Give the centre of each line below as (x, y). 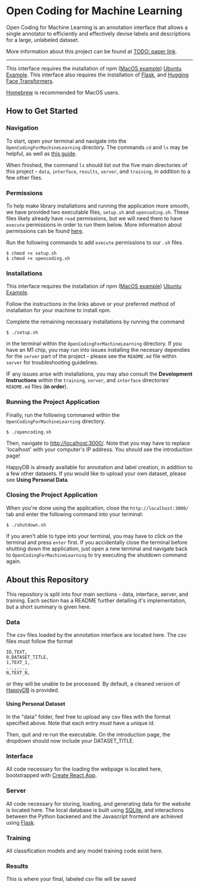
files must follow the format (39, 641)
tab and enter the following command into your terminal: (75, 514)
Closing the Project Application (52, 495)
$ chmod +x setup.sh (32, 253)
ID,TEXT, (17, 652)
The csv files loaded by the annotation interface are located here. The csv (96, 634)
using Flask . (21, 822)
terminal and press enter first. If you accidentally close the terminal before (97, 542)
